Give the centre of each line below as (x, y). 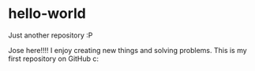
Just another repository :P (51, 35)
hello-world (47, 14)
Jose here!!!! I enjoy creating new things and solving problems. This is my (127, 50)
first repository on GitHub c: (54, 59)
